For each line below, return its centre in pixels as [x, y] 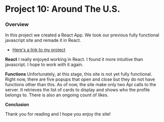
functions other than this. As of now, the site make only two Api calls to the [81, 85]
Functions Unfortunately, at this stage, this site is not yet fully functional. [79, 74]
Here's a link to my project [39, 50]
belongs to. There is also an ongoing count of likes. [57, 95]
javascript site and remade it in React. [43, 40]
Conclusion [17, 105]
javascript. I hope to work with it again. [44, 64]
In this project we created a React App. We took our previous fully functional [82, 35]
